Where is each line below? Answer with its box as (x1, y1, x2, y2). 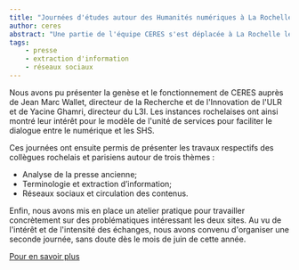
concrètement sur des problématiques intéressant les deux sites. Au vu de (9, 215, 282, 225)
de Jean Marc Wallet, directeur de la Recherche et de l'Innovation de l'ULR (9, 96, 283, 107)
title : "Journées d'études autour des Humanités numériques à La (9, 12, 256, 22)
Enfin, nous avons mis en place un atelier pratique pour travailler (9, 205, 246, 216)
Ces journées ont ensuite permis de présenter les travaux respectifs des (9, 142, 274, 152)
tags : (9, 37, 29, 47)
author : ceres (9, 21, 62, 30)
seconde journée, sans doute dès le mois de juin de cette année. (9, 233, 246, 244)
